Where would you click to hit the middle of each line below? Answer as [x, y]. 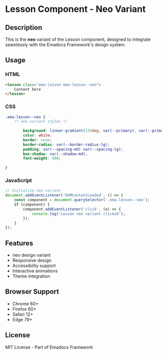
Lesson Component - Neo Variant [75, 9]
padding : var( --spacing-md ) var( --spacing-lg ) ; [73, 149]
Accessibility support [34, 266]
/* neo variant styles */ [41, 122]
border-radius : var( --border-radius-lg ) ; [67, 144]
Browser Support [32, 292]
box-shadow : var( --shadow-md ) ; [55, 154]
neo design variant [32, 255]
